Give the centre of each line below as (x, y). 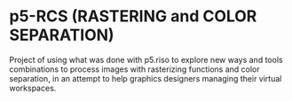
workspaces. (33, 88)
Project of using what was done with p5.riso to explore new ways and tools (146, 59)
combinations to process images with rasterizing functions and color (134, 69)
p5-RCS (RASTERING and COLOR (133, 16)
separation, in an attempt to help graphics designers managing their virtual (146, 78)
